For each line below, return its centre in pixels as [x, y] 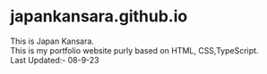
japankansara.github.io [99, 16]
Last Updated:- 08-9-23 [55, 60]
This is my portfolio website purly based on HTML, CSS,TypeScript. [134, 50]
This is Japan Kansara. [52, 41]
